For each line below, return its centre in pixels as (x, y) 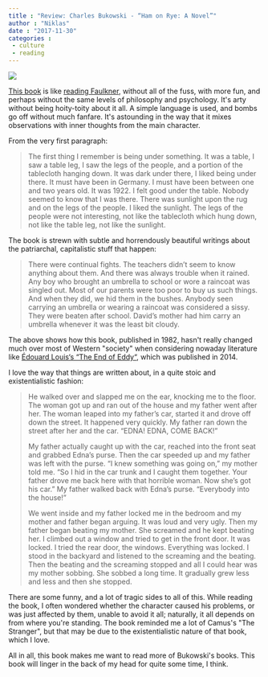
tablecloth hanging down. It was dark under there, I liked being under (142, 173)
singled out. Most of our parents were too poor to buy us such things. (143, 290)
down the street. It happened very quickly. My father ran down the (137, 422)
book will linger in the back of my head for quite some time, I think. (118, 664)
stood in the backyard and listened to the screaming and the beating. (142, 556)
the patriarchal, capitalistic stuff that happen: (82, 249)
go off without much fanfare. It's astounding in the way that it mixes (120, 117)
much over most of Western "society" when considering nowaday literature (133, 348)
